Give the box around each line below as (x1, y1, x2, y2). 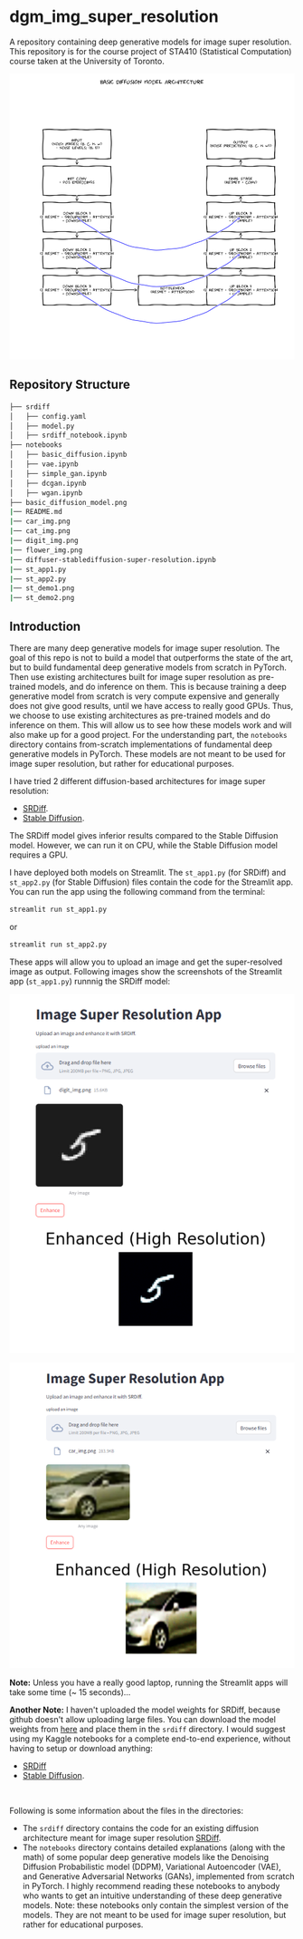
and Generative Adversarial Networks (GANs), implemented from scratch (22, 1871, 295, 1882)
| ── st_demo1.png (9, 584, 75, 593)
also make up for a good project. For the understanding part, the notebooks (9, 729, 288, 740)
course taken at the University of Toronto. (9, 55, 165, 66)
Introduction (9, 618, 81, 634)
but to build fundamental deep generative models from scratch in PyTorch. (9, 662, 288, 673)
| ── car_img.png (9, 517, 71, 527)
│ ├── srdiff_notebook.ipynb (9, 431, 128, 441)
